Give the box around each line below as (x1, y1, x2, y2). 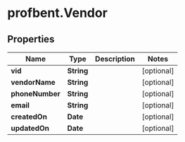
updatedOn (11, 124, 50, 133)
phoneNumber (11, 89, 61, 98)
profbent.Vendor (7, 5, 108, 21)
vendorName (11, 78, 56, 87)
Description (94, 54, 136, 64)
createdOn (11, 112, 48, 122)
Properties (7, 33, 55, 45)
